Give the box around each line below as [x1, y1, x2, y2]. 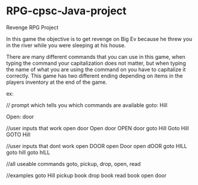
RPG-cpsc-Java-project [6, 4, 127, 18]
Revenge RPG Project [6, 24, 59, 31]
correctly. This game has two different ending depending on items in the [6, 72, 183, 79]
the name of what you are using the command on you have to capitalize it [6, 65, 186, 73]
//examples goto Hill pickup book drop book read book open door [6, 171, 166, 179]
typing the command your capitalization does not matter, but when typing [6, 59, 186, 67]
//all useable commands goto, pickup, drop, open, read [6, 160, 141, 167]
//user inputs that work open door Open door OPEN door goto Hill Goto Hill [6, 124, 189, 131]
